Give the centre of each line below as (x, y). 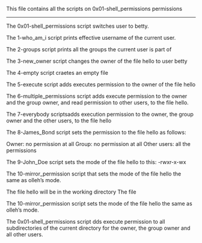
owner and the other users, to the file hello (59, 121)
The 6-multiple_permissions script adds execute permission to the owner (97, 96)
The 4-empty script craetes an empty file (57, 73)
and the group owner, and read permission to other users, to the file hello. (98, 103)
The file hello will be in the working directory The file (71, 192)
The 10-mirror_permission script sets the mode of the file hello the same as (99, 204)
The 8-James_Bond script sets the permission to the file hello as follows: (96, 132)
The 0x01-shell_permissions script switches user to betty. (78, 26)
